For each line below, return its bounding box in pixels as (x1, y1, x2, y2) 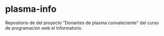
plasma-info (5, 3, 57, 15)
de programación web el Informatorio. (5, 25, 83, 31)
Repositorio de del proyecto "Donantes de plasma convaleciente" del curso (5, 20, 159, 26)
